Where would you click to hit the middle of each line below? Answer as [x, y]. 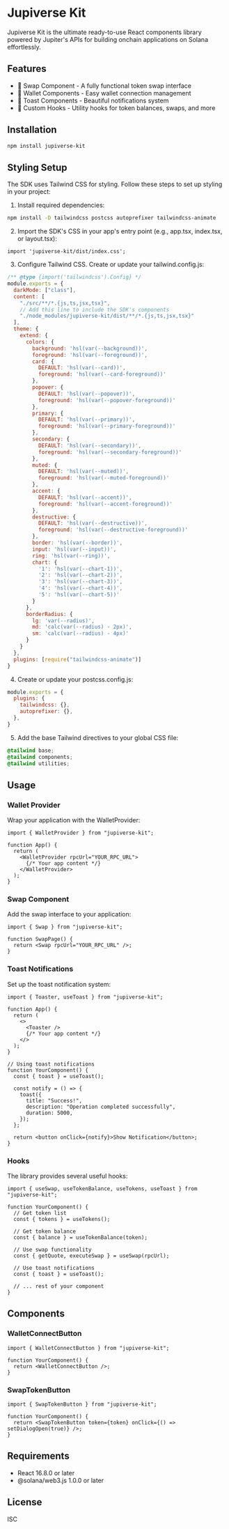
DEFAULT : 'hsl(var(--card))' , [82, 368]
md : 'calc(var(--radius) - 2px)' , [82, 627]
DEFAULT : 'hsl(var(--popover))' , [87, 394]
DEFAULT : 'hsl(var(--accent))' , [85, 497]
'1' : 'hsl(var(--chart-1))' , [80, 569]
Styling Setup [37, 168]
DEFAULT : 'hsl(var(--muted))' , [84, 472]
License [25, 1502]
